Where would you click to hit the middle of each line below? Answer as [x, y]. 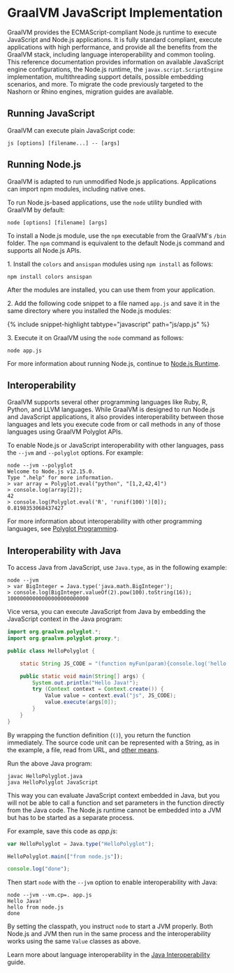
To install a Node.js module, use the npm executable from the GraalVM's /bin [117, 235]
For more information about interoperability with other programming [105, 521]
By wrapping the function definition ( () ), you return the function [99, 735]
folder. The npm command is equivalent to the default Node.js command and [116, 243]
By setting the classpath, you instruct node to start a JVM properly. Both [110, 926]
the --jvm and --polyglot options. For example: [75, 453]
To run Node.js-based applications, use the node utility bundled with [105, 202]
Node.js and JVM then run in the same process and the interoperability [109, 934]
